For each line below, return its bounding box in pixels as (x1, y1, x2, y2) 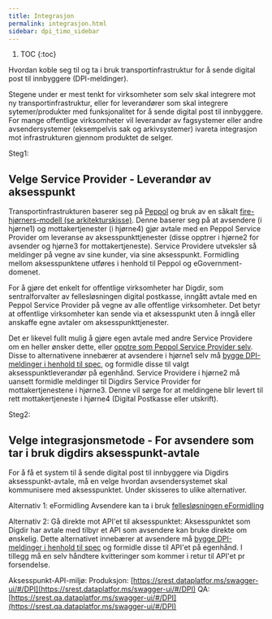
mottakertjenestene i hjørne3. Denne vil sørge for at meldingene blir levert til (8, 385, 264, 395)
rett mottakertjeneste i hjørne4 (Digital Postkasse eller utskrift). (8, 394, 219, 404)
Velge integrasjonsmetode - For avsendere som (8, 433, 254, 447)
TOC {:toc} (19, 50, 57, 59)
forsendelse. (8, 560, 50, 569)
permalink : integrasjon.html (8, 20, 107, 28)
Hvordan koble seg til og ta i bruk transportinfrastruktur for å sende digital (8, 65, 256, 75)
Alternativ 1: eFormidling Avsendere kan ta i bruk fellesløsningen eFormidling (8, 501, 264, 510)
